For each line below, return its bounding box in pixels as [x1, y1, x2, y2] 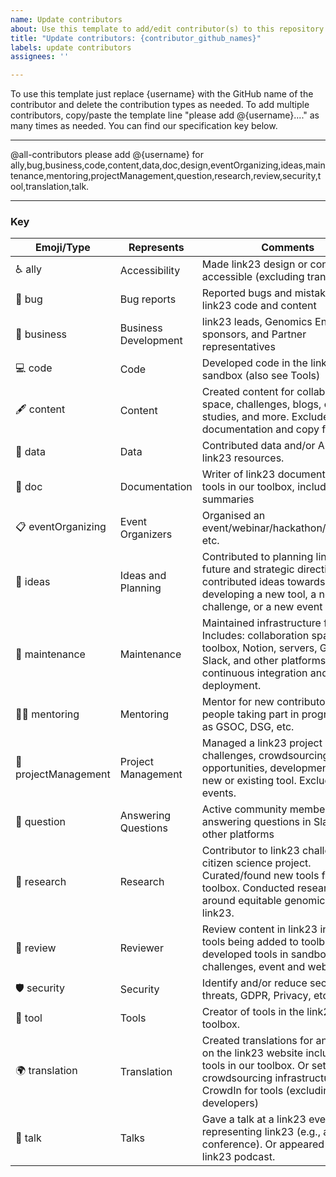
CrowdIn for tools [201, 1084, 284, 1098]
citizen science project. [201, 856, 312, 870]
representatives [201, 340, 276, 354]
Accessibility [119, 264, 181, 278]
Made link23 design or [201, 257, 308, 271]
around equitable [201, 894, 282, 908]
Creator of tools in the [201, 1005, 305, 1019]
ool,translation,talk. [10, 181, 90, 193]
